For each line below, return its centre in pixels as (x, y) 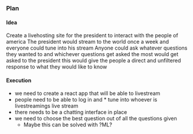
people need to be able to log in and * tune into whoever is (86, 100)
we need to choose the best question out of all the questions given (96, 119)
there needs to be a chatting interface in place (71, 112)
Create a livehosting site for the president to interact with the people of (92, 35)
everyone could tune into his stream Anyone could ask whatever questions (97, 48)
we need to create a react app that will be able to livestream (87, 93)
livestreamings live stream (46, 106)
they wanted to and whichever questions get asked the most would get (92, 54)
